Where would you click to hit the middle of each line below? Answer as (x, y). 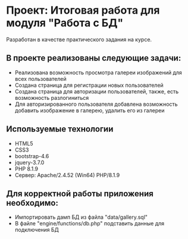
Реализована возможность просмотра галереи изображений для (98, 73)
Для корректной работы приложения (80, 194)
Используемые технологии (60, 129)
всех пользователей (40, 78)
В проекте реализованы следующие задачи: (94, 58)
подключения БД (37, 230)
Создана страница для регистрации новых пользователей (89, 85)
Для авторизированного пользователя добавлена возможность (96, 104)
